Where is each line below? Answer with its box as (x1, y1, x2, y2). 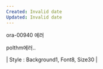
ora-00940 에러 (6, 31, 44, 39)
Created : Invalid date (6, 8, 62, 15)
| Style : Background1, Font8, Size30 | (6, 56, 98, 63)
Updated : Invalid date (6, 14, 62, 20)
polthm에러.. (6, 44, 36, 51)
